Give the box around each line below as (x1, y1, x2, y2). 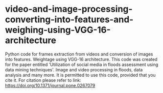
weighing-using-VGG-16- (5, 25, 111, 35)
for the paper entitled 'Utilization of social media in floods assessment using (5, 62, 159, 67)
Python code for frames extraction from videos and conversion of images (5, 51, 153, 57)
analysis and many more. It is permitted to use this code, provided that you (5, 72, 156, 78)
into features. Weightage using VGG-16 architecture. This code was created (5, 56, 158, 62)
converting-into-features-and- (5, 14, 134, 25)
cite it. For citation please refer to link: (5, 77, 82, 83)
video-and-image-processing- (5, 3, 133, 15)
